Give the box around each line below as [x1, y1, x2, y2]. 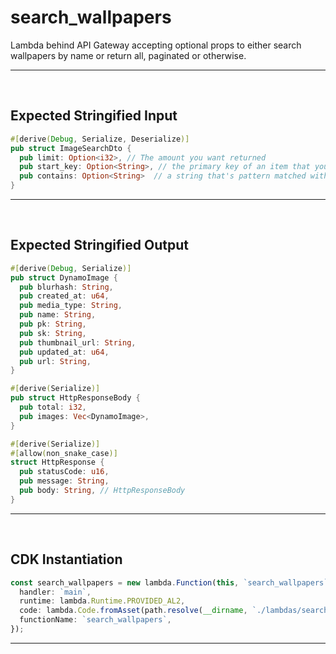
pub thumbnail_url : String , [19, 337, 137, 348]
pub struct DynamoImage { [10, 272, 118, 283]
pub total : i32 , [19, 402, 87, 413]
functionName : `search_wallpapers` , [19, 615, 172, 625]
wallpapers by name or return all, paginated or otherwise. [10, 49, 247, 61]
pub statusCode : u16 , [19, 467, 110, 477]
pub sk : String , [19, 328, 87, 338]
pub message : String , [19, 476, 110, 486]
